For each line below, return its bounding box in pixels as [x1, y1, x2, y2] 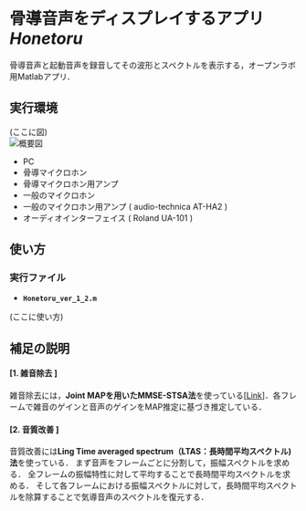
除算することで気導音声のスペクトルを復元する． [25, 492, 209, 503]
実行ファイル [9, 271, 67, 284]
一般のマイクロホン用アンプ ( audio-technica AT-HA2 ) [22, 201, 228, 212]
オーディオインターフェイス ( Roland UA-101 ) [22, 212, 194, 224]
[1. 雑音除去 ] [9, 368, 58, 379]
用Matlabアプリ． [9, 70, 76, 82]
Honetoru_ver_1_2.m [22, 294, 98, 304]
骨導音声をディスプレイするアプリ [9, 8, 265, 29]
